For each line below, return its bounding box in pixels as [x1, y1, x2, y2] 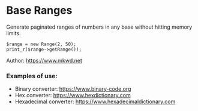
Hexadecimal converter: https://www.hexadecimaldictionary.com [14, 98, 176, 105]
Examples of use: [6, 72, 58, 80]
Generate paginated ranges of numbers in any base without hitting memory [6, 23, 193, 30]
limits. [6, 29, 21, 36]
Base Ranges [6, 4, 73, 17]
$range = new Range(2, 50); [6, 41, 77, 47]
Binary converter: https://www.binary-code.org [14, 85, 131, 92]
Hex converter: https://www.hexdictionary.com [14, 92, 131, 99]
